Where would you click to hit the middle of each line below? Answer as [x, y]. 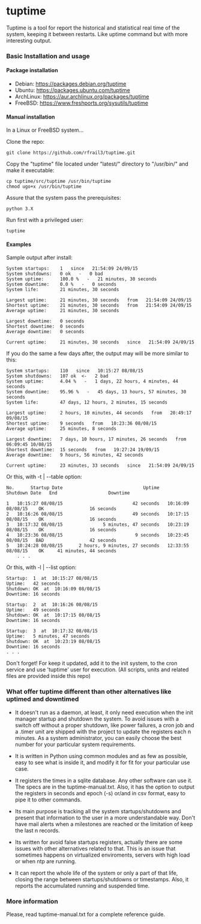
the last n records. [37, 830]
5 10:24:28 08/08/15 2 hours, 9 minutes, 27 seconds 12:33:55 [97, 546]
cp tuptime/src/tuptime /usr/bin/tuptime [59, 182]
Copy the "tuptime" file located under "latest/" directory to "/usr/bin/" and [97, 164]
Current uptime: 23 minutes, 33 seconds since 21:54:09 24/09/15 [100, 466]
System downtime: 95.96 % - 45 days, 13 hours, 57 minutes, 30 [96, 392]
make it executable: [30, 170]
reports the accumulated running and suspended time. [82, 885]
